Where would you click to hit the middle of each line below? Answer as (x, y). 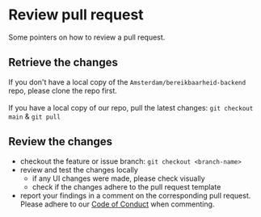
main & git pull (34, 116)
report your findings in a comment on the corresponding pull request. (135, 195)
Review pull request (76, 15)
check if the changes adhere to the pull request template (126, 186)
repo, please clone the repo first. (63, 90)
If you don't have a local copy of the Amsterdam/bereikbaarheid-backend (127, 81)
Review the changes (61, 142)
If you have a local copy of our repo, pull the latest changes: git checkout (131, 107)
